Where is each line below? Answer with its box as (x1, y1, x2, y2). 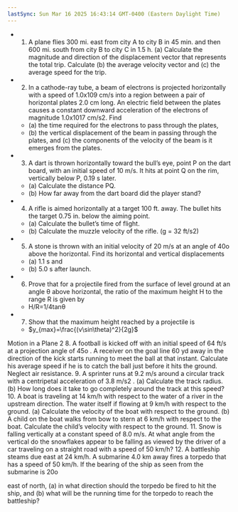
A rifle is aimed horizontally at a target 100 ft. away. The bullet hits (28, 204, 222, 212)
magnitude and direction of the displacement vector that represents (28, 53, 227, 61)
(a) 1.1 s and (28, 257, 63, 266)
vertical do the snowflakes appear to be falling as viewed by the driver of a (7, 437, 226, 446)
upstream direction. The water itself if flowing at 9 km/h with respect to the (7, 399, 227, 408)
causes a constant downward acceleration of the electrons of (28, 105, 208, 114)
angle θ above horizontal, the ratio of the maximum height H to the (28, 287, 223, 296)
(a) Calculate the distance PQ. (28, 181, 116, 189)
